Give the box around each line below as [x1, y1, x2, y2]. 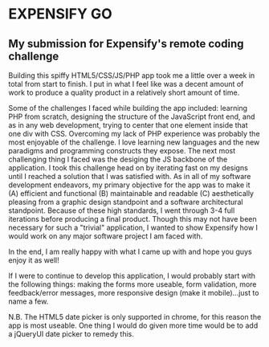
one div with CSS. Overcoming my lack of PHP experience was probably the [8, 129, 260, 138]
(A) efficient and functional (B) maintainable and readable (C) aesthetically [8, 189, 255, 198]
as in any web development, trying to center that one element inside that [8, 120, 248, 129]
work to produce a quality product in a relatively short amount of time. [8, 88, 240, 97]
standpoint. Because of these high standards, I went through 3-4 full [8, 206, 235, 215]
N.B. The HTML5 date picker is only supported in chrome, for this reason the [8, 312, 262, 321]
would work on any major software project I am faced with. [8, 231, 203, 241]
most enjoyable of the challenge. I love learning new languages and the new [8, 137, 260, 147]
